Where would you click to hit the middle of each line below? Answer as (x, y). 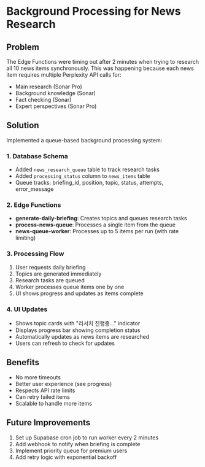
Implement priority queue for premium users (71, 450)
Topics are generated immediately (58, 274)
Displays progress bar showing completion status (78, 330)
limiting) (25, 238)
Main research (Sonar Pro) (49, 87)
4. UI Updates (27, 309)
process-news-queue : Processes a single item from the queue (95, 225)
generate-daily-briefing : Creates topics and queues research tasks (101, 218)
